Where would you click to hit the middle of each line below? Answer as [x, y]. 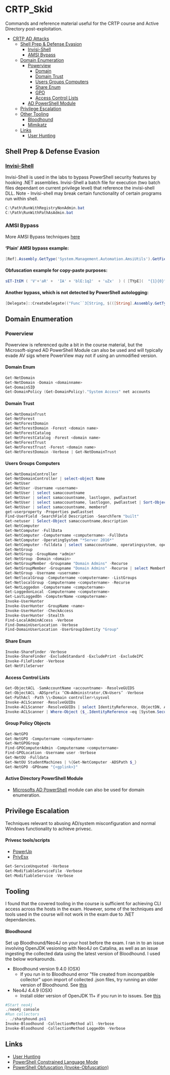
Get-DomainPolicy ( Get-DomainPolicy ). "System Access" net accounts [78, 392]
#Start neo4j [19, 1005]
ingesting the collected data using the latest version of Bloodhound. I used [83, 953]
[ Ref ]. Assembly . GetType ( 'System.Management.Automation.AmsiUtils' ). [79, 259]
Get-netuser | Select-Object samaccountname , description [67, 521]
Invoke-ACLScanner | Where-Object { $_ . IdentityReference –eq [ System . [81, 712]
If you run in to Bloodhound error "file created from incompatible [87, 974]
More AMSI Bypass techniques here [43, 236]
